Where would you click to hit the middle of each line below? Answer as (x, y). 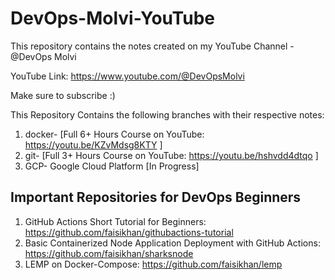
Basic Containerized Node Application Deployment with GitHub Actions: (172, 243)
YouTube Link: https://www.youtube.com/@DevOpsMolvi (127, 76)
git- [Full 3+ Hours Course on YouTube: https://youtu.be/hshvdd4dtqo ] (171, 155)
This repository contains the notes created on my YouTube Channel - (152, 46)
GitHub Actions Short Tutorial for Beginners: (115, 221)
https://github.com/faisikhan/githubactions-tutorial (129, 232)
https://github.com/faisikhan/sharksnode (109, 253)
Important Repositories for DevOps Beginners (156, 197)
